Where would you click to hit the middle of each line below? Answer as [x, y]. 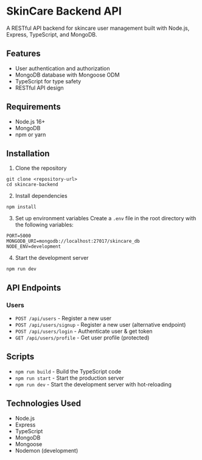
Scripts [20, 357]
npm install [21, 207]
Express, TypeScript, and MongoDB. [52, 34]
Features [23, 54]
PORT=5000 [19, 236]
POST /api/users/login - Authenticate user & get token [84, 331]
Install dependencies [41, 196]
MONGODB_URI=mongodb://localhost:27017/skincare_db [73, 242]
